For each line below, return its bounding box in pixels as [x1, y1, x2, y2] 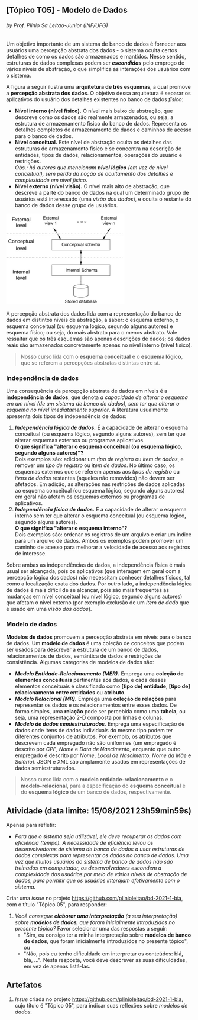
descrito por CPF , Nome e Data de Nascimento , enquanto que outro [14, 746, 181, 753]
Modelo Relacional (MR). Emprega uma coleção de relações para [14, 696, 177, 703]
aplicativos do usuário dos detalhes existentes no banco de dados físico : [6, 95, 184, 103]
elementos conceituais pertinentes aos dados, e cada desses [14, 677, 167, 684]
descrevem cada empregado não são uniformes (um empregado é [14, 739, 177, 747]
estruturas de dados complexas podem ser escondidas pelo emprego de [6, 59, 185, 66]
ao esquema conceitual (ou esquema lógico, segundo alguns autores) [14, 487, 185, 494]
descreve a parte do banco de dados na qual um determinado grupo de [14, 189, 189, 196]
